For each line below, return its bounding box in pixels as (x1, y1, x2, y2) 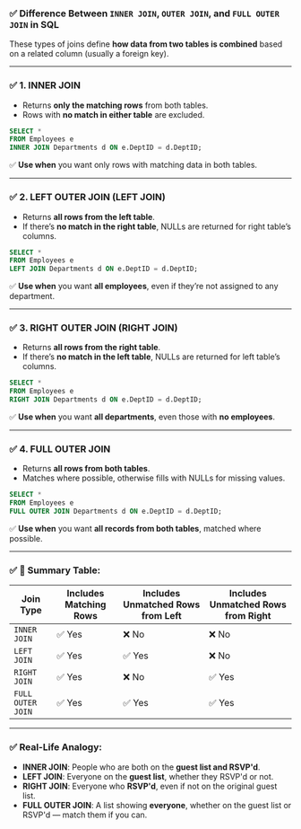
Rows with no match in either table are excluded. (21, 109, 205, 119)
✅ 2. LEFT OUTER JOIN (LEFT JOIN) (9, 191, 166, 204)
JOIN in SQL (9, 18, 60, 31)
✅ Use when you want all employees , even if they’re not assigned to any (9, 281, 279, 292)
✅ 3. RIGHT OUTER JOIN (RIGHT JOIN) (9, 322, 178, 334)
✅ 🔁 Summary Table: (9, 564, 101, 577)
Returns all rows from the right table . (21, 342, 161, 353)
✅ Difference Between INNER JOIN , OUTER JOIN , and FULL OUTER (9, 7, 280, 20)
